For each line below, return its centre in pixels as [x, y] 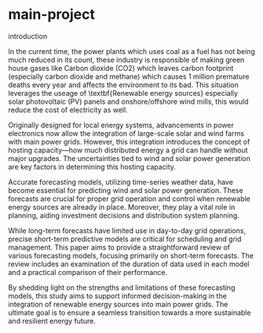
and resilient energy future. [52, 320]
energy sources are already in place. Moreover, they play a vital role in [122, 207]
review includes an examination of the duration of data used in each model [129, 264]
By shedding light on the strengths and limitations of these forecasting [122, 287]
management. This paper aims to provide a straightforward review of [119, 247]
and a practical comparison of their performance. [88, 272]
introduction [28, 36]
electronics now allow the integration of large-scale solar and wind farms [126, 133]
